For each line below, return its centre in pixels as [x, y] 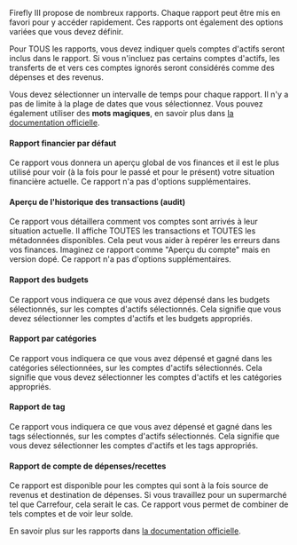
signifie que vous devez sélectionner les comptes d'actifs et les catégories [145, 377]
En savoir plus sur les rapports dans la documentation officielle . [125, 531]
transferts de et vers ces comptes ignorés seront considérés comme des [142, 67]
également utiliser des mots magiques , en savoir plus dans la [121, 113]
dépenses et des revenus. [57, 77]
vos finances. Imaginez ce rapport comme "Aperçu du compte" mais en [140, 250]
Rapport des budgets [49, 280]
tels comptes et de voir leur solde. [71, 514]
